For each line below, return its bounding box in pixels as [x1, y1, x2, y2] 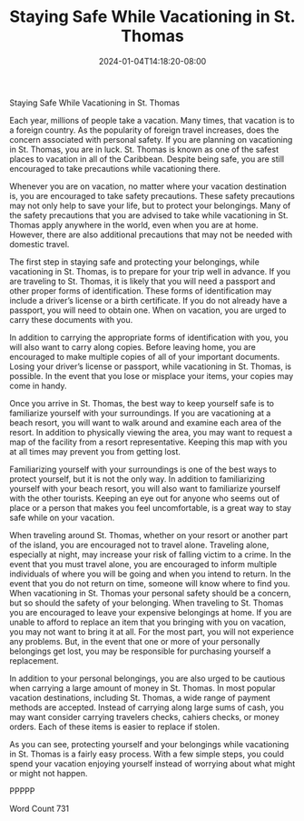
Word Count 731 [9, 803, 70, 814]
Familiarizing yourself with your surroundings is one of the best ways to [9, 464, 277, 475]
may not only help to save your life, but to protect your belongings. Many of [9, 200, 291, 211]
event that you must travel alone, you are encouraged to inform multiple [9, 558, 278, 569]
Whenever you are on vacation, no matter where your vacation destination [9, 180, 288, 192]
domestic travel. [9, 238, 70, 249]
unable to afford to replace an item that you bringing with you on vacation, [9, 616, 287, 627]
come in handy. [9, 380, 67, 391]
